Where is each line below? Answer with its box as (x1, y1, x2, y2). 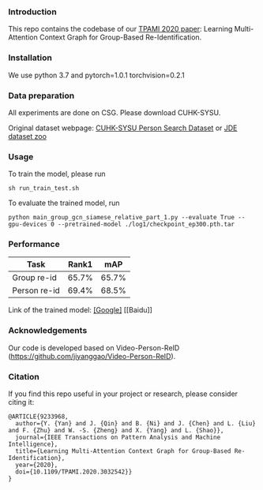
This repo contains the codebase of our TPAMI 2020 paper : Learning (8, 24, 233, 34)
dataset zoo (8, 131, 47, 140)
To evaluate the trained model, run (8, 198, 120, 208)
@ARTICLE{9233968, (8, 413, 69, 421)
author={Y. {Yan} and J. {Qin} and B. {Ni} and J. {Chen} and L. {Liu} (15, 420, 257, 428)
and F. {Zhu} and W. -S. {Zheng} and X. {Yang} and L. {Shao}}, (8, 427, 224, 435)
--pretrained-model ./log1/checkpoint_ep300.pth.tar (58, 220, 235, 229)
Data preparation (8, 90, 75, 101)
